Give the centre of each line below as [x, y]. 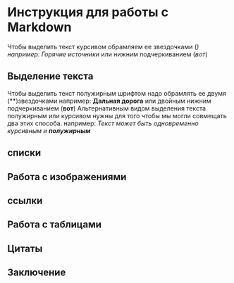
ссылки [25, 200]
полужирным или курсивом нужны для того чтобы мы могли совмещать [117, 115]
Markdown [39, 27]
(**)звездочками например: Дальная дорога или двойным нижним [109, 101]
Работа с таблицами [55, 225]
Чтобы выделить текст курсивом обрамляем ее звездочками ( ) [103, 46]
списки [24, 153]
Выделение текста [50, 76]
